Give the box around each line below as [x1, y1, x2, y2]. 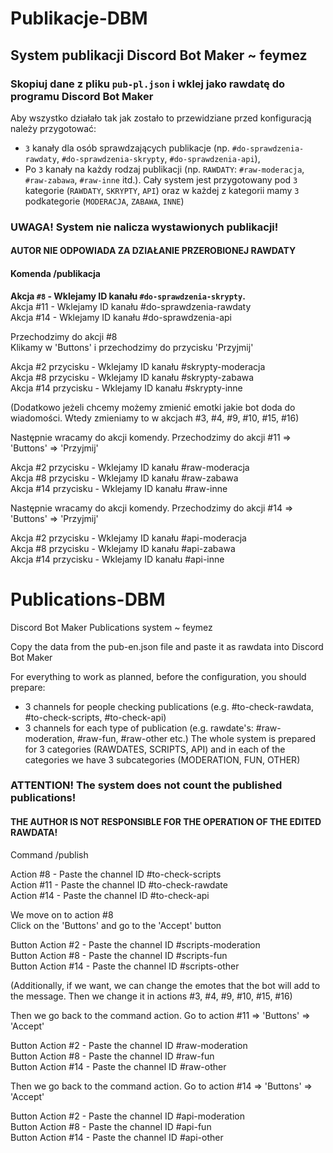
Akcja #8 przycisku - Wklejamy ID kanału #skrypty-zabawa [10, 371, 255, 383]
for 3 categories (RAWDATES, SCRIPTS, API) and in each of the [24, 743, 286, 755]
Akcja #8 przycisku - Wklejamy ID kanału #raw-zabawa [10, 472, 239, 484]
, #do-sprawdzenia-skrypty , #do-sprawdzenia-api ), [56, 152, 261, 164]
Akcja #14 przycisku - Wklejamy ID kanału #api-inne [10, 553, 225, 565]
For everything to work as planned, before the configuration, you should [10, 670, 307, 682]
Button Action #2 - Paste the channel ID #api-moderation [10, 1110, 245, 1122]
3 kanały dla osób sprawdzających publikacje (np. [24, 142, 230, 154]
